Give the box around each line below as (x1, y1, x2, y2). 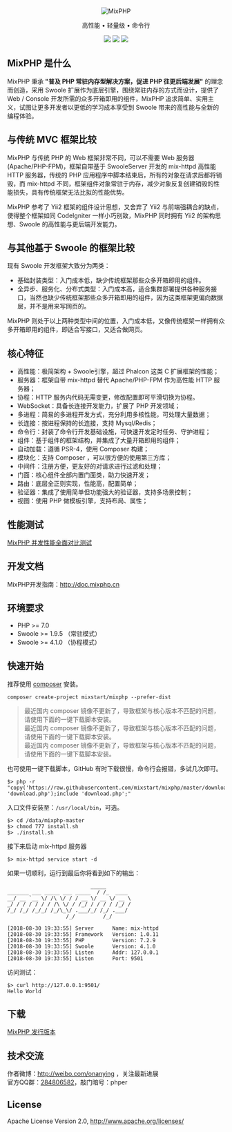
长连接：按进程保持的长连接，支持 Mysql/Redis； (17, 419, 157, 427)
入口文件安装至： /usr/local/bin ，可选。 (7, 803, 124, 811)
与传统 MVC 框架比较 (7, 134, 97, 146)
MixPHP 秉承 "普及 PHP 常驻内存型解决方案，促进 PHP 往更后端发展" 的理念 (7, 77, 223, 86)
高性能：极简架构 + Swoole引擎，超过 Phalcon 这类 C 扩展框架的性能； (17, 367, 220, 375)
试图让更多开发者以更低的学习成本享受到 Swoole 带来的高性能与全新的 (19, 103, 220, 111)
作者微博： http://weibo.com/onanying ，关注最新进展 (7, 1070, 159, 1078)
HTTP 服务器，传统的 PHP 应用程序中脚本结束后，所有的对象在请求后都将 (7, 170, 216, 179)
